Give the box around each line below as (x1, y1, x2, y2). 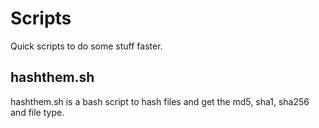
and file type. (10, 106, 65, 118)
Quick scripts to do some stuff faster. (10, 40, 163, 52)
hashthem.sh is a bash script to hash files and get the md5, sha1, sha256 (10, 95, 310, 107)
